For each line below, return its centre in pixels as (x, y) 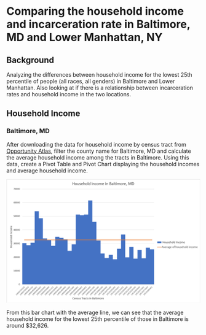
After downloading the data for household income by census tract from (96, 144)
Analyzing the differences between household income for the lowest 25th (99, 75)
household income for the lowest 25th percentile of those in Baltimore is (97, 319)
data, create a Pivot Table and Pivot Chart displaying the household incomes (103, 164)
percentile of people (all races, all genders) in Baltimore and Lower (91, 81)
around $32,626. (28, 326)
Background (30, 60)
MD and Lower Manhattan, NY (85, 37)
